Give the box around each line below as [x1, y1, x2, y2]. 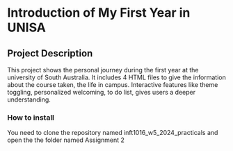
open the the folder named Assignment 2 [7, 136, 125, 144]
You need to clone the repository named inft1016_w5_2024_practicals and [7, 129, 218, 137]
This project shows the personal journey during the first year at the [7, 66, 199, 74]
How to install [7, 113, 54, 122]
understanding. [7, 95, 51, 104]
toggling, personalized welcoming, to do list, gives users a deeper [7, 88, 196, 96]
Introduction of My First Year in [7, 5, 191, 21]
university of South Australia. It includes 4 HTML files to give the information [7, 73, 226, 81]
